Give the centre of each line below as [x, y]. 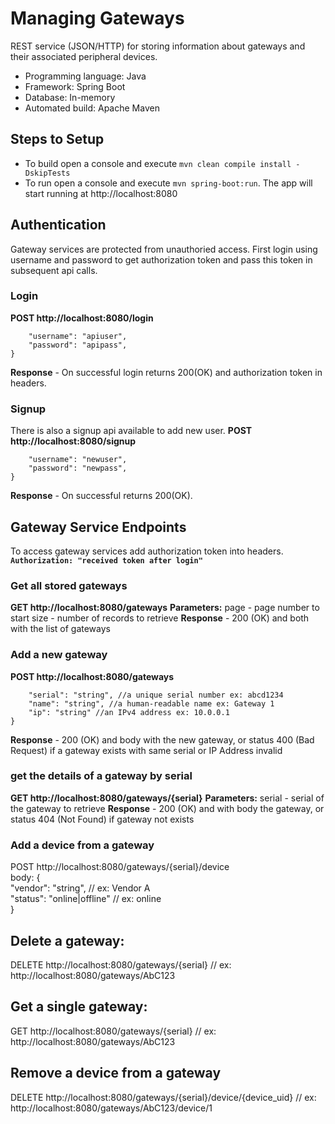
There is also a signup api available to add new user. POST [131, 431]
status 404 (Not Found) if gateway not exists [102, 819]
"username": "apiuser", [78, 336]
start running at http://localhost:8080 [101, 193]
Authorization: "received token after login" [106, 560]
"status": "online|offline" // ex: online [86, 899]
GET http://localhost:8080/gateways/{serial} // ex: [113, 1031]
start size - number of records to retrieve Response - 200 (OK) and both [160, 618]
